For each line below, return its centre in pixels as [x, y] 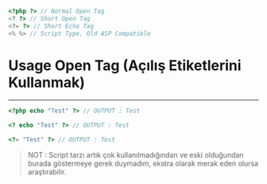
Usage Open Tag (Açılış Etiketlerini [125, 65]
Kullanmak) [47, 82]
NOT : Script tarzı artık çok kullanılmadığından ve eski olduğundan [135, 155]
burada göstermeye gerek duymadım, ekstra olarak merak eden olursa [143, 163]
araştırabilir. [47, 172]
